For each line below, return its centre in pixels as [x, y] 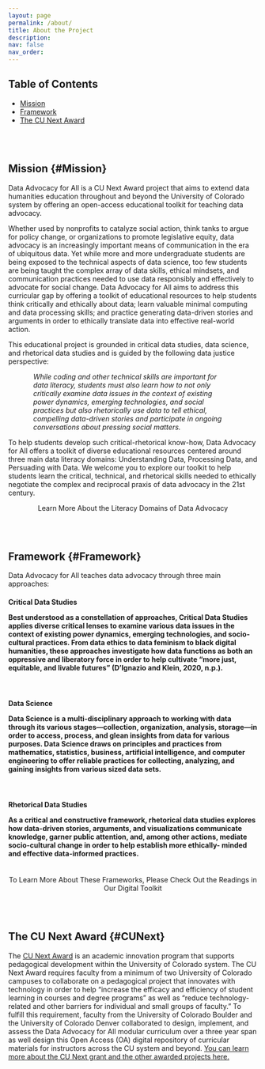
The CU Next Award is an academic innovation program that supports [121, 956]
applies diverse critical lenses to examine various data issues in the [121, 626]
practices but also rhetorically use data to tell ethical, [120, 410]
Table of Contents [53, 84]
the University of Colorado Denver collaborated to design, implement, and [129, 1023]
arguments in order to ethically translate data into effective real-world [121, 320]
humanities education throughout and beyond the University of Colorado [127, 196]
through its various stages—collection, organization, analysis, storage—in [133, 727]
